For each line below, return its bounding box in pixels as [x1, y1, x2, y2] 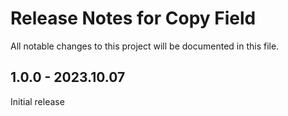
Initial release [10, 95, 65, 107]
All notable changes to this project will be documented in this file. [10, 40, 280, 52]
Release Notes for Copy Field [10, 7, 257, 30]
